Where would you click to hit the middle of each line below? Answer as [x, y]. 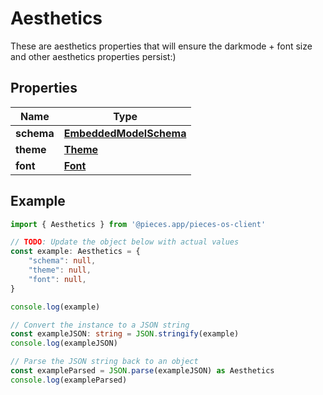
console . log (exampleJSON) [64, 343]
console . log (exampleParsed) [69, 380]
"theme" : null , [60, 270]
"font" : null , [57, 279]
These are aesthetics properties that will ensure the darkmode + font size [161, 46]
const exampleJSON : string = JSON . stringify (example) [125, 334]
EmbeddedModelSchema [125, 133]
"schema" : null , [62, 261]
